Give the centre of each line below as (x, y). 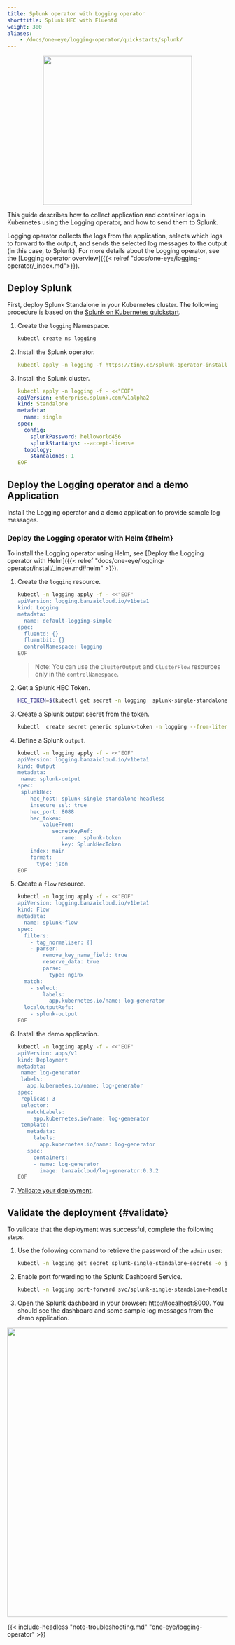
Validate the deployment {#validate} (88, 1213)
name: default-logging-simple (68, 621)
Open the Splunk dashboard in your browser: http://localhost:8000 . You (121, 1303)
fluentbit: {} (44, 640)
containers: (51, 1158)
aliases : (20, 33)
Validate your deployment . (55, 1191)
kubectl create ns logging (57, 338)
